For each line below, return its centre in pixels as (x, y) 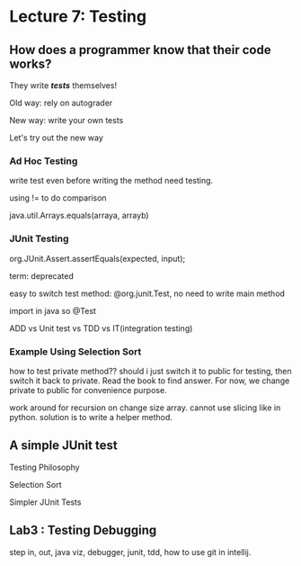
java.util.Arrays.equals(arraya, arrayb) (80, 216)
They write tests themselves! (63, 85)
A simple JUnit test (64, 446)
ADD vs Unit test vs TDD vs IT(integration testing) (101, 328)
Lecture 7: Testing (78, 17)
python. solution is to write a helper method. (91, 417)
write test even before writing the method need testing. (111, 181)
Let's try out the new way (56, 138)
